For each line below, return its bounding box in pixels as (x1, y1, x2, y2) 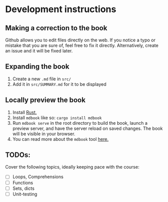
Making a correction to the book (5, 24, 108, 32)
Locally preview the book (5, 96, 86, 105)
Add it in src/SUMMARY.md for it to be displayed (12, 81, 107, 87)
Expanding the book (5, 62, 69, 71)
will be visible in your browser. (12, 130, 75, 137)
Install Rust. (12, 109, 37, 115)
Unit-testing (12, 191, 38, 197)
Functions (12, 179, 34, 185)
